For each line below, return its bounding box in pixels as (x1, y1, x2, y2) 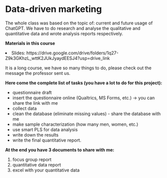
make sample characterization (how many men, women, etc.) (12, 121, 138, 127)
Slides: (11, 50, 25, 56)
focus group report (12, 156, 51, 163)
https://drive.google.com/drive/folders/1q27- (26, 50, 119, 56)
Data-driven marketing (5, 3, 102, 15)
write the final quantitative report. (12, 137, 81, 143)
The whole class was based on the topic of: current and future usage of (5, 20, 153, 26)
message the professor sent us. (5, 70, 71, 76)
